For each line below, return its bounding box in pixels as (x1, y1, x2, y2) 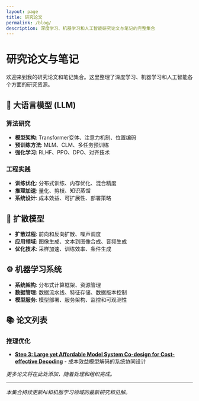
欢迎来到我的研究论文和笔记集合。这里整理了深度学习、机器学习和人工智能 (6, 74, 188, 81)
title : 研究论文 (6, 14, 43, 20)
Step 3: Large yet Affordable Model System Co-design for (14, 351, 160, 358)
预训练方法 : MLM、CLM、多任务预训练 (14, 141, 110, 149)
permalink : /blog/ (6, 20, 52, 26)
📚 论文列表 (6, 315, 48, 326)
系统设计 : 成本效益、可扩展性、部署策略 (14, 194, 111, 202)
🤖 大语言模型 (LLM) (6, 100, 76, 110)
